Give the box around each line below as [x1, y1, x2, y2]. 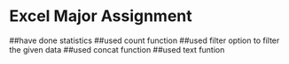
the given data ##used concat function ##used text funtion [9, 44, 225, 54]
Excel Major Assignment [9, 6, 192, 26]
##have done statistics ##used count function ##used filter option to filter [9, 35, 280, 46]
